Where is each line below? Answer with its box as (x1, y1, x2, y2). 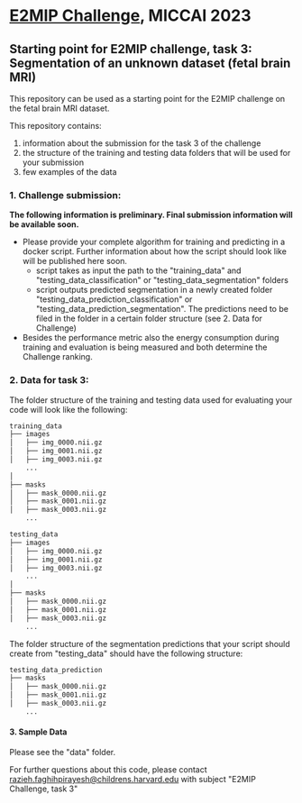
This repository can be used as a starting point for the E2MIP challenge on (9, 94, 286, 104)
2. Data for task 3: (9, 374, 89, 387)
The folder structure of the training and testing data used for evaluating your (9, 394, 293, 406)
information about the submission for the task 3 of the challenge (22, 138, 261, 149)
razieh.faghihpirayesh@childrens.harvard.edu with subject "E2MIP (9, 774, 257, 785)
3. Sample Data (9, 726, 68, 737)
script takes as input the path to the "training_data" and (35, 265, 242, 276)
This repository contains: (9, 121, 102, 131)
